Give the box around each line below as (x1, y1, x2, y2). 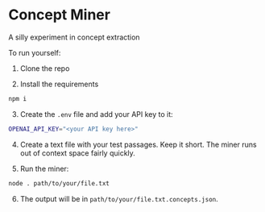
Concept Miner (8, 6, 111, 24)
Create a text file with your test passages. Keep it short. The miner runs (19, 139, 257, 149)
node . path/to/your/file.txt (8, 179, 110, 187)
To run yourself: (8, 48, 61, 57)
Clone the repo (19, 63, 70, 73)
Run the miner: (19, 164, 69, 173)
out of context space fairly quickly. (19, 148, 135, 158)
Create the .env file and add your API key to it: (19, 109, 173, 118)
